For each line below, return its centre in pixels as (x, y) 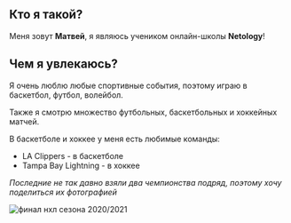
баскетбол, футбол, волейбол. (67, 95)
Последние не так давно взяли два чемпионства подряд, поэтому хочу (145, 182)
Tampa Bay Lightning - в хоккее (81, 165)
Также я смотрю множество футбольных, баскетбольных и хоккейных (143, 112)
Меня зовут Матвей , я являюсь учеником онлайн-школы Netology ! (138, 36)
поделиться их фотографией (63, 192)
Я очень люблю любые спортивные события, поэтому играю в (129, 85)
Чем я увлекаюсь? (63, 64)
